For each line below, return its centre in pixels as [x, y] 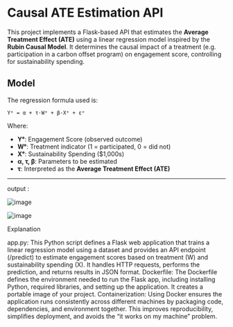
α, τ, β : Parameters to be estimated [67, 161]
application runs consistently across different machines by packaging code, [115, 301]
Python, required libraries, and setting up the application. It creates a [105, 287]
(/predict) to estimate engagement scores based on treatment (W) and [108, 257]
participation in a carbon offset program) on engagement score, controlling [114, 54]
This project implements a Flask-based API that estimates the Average [108, 32]
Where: [18, 126]
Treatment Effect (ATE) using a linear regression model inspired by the [109, 39]
